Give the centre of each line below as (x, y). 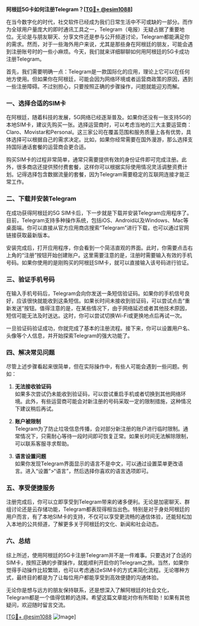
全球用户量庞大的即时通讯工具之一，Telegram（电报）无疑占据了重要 (95, 29)
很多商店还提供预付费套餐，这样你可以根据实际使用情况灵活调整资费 (99, 167)
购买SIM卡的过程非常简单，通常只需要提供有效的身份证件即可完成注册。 (94, 160)
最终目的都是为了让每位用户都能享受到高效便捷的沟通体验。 (89, 577)
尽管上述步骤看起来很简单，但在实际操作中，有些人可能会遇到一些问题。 (94, 367)
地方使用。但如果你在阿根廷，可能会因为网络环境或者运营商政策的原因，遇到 (99, 79)
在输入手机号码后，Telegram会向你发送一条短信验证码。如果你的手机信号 (95, 293)
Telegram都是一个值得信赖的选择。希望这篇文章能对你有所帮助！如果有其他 (98, 597)
